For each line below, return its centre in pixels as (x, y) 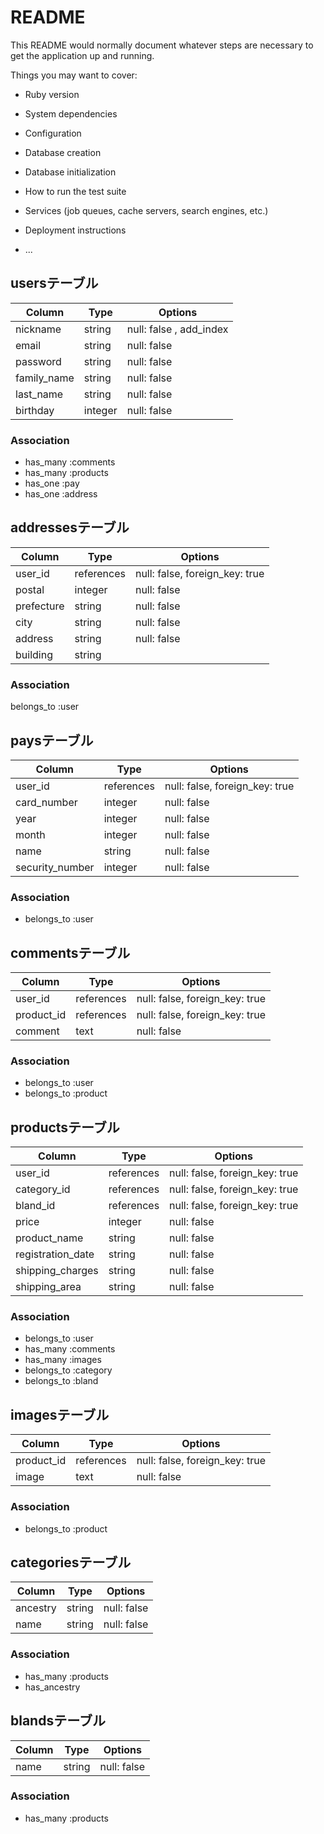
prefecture (40, 606)
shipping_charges (57, 1271)
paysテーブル (52, 740)
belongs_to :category (68, 1370)
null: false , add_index (177, 329)
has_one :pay (52, 483)
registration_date (55, 1254)
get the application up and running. (82, 55)
